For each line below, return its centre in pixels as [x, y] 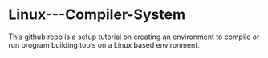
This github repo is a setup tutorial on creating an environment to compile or [134, 37]
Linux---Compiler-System [97, 15]
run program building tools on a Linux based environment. [104, 44]
